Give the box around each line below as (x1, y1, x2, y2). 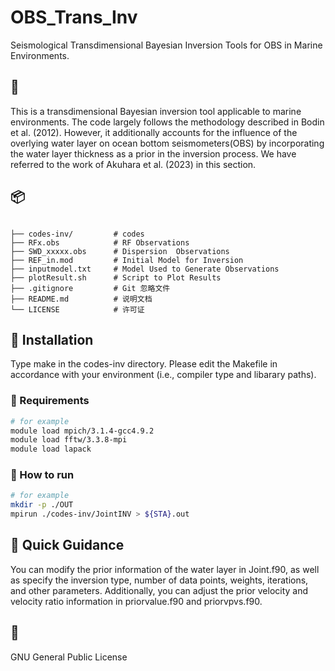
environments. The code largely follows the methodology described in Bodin (10, 116, 325, 128)
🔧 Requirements (10, 394, 90, 408)
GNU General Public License (10, 651, 128, 663)
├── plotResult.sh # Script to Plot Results (10, 272, 222, 283)
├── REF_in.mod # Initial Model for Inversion (10, 255, 244, 265)
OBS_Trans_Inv (10, 6, 138, 29)
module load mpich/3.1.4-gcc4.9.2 (10, 426, 155, 436)
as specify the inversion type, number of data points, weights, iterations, (10, 574, 309, 586)
